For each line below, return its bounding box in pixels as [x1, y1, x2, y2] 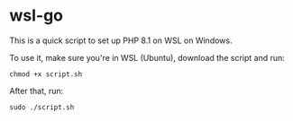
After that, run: [9, 85, 64, 96]
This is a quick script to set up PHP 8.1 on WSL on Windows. [9, 35, 233, 46]
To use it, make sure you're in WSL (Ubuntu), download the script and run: [9, 52, 286, 63]
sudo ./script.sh [9, 102, 75, 112]
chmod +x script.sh [9, 69, 83, 79]
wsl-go [9, 5, 64, 26]
